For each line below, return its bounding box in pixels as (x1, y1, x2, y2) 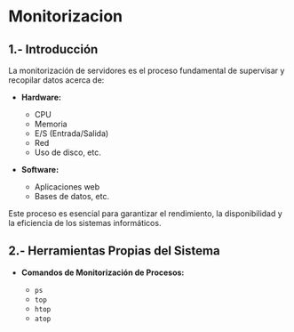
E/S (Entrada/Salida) (34, 128, 109, 139)
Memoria (34, 118, 68, 129)
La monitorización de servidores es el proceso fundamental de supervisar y (8, 65, 285, 76)
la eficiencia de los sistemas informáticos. (8, 218, 162, 228)
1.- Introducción (8, 42, 99, 57)
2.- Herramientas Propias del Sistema (8, 243, 220, 259)
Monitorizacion (8, 6, 123, 27)
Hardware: (20, 92, 61, 102)
